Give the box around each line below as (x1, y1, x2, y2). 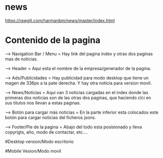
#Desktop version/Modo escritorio (5, 138, 74, 144)
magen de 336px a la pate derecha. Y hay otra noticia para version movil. (5, 80, 152, 86)
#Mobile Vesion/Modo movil (5, 148, 61, 154)
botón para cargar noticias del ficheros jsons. (5, 114, 96, 120)
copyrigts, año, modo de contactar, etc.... (5, 129, 88, 135)
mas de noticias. (5, 56, 38, 62)
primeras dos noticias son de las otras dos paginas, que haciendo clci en (5, 95, 151, 100)
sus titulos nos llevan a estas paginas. (5, 99, 81, 106)
